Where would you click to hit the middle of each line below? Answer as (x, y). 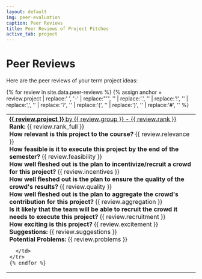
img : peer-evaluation (33, 17)
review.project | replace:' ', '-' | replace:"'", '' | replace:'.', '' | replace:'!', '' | (97, 99)
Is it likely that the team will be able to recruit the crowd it (93, 209)
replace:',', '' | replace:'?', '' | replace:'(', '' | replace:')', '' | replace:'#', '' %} (98, 105)
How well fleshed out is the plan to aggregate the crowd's (94, 194)
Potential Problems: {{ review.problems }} (69, 239)
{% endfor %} (28, 263)
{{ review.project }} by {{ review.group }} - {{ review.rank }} (93, 119)
